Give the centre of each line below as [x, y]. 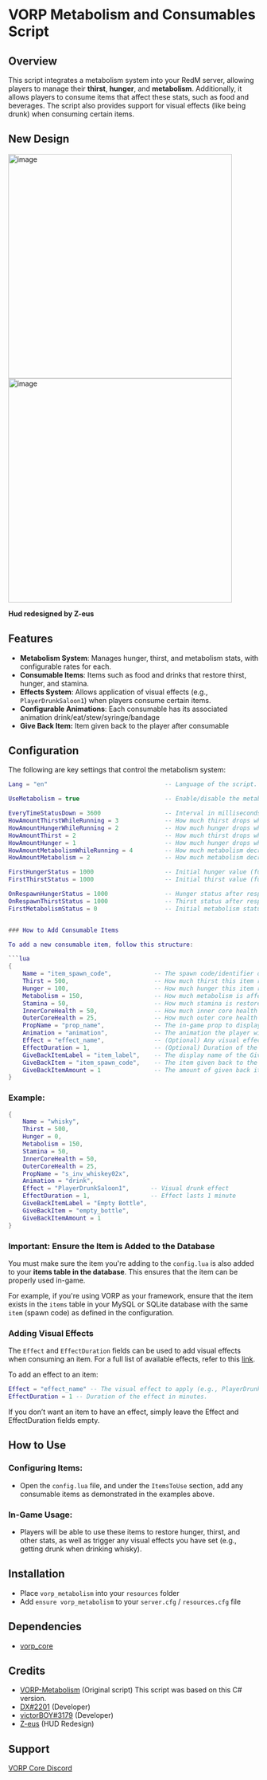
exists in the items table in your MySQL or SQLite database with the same [128, 1304]
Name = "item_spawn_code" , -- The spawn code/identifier [138, 974]
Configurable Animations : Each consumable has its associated [124, 709]
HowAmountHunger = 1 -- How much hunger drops [129, 843]
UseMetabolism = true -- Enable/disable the [124, 799]
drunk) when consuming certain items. [72, 114]
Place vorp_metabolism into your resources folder [100, 1593]
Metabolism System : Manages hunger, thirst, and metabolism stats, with [139, 658]
